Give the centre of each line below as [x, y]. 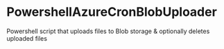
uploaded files [27, 38]
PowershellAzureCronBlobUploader [112, 12]
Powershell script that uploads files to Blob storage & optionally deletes [108, 31]
